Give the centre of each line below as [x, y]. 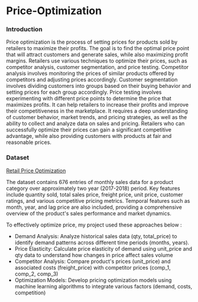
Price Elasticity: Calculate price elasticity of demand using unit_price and [103, 248]
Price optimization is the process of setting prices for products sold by [92, 42]
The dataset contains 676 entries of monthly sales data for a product [90, 182]
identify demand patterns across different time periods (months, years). [102, 242]
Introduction [24, 29]
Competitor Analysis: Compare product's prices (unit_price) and [92, 261]
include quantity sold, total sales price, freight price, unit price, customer [95, 194]
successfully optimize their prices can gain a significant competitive [89, 130]
